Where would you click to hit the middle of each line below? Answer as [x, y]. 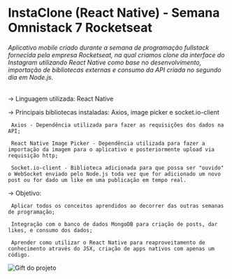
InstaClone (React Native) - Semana [114, 13]
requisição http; [33, 156]
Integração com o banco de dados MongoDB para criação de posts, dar [114, 224]
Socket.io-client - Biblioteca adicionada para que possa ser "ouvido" [117, 168]
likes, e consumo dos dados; [50, 231]
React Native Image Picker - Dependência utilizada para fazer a [108, 144]
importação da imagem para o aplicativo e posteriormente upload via [111, 150]
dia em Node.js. [31, 77]
